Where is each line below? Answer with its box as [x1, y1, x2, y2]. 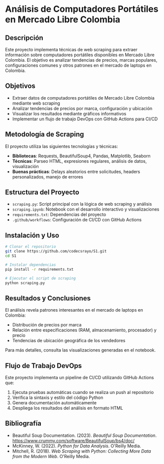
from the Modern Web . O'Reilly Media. [12, 453, 90, 459]
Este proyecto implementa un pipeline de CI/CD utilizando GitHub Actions [5, 375, 154, 380]
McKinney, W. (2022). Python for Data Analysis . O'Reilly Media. [12, 443, 141, 449]
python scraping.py [5, 280, 45, 286]
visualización [12, 163, 39, 169]
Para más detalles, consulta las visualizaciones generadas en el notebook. [5, 347, 156, 353]
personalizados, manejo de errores [12, 174, 84, 179]
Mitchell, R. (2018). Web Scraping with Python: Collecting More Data [12, 448, 151, 454]
